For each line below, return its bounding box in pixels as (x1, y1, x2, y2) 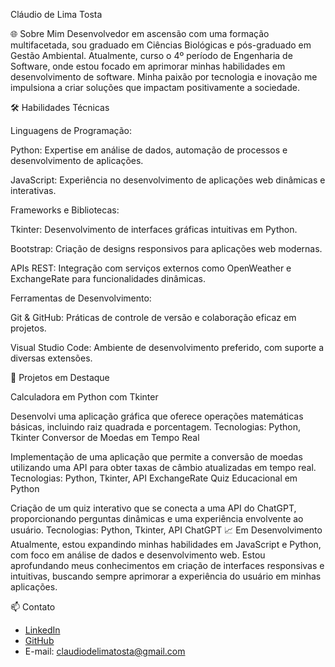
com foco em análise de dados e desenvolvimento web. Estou (10, 549, 266, 561)
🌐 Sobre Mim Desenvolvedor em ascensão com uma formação (10, 28, 270, 39)
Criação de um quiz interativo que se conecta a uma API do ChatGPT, (10, 502, 297, 514)
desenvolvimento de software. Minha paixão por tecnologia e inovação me (10, 71, 318, 83)
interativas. (10, 185, 57, 196)
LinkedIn (24, 624, 61, 636)
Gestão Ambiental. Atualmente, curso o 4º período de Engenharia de (10, 50, 293, 61)
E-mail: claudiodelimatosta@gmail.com (24, 645, 186, 657)
